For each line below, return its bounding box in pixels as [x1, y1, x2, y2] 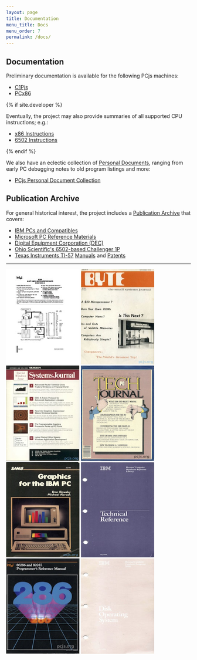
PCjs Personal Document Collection [14, 177, 101, 184]
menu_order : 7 [6, 28, 41, 34]
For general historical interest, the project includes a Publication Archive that [6, 209, 191, 216]
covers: [6, 215, 25, 222]
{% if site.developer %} [6, 101, 63, 108]
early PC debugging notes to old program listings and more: [6, 165, 151, 172]
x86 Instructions [14, 130, 55, 137]
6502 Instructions [14, 136, 57, 143]
